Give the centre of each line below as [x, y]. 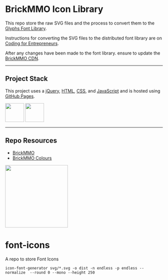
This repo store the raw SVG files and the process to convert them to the [80, 23]
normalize [15, 272]
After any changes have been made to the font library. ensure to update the [83, 53]
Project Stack [27, 79]
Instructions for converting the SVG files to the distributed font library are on [84, 38]
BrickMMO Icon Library [54, 9]
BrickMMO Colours [32, 158]
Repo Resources [31, 141]
